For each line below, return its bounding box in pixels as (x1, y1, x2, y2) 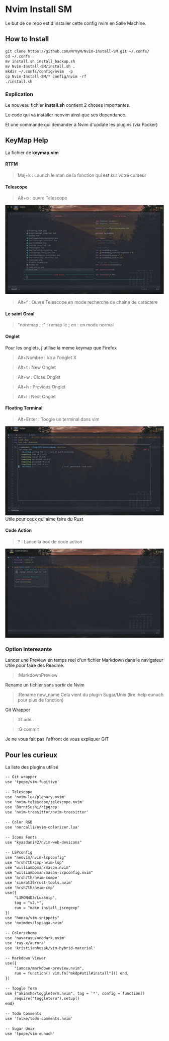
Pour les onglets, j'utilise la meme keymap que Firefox (5, 344, 117, 351)
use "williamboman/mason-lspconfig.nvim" (5, 870, 94, 875)
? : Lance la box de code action (17, 539, 82, 545)
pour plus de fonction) (17, 697, 64, 703)
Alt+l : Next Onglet (17, 393, 56, 399)
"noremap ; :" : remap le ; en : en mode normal (17, 322, 114, 328)
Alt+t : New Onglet (17, 364, 56, 370)
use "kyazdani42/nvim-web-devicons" (5, 840, 82, 845)
